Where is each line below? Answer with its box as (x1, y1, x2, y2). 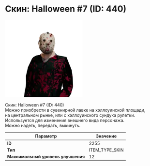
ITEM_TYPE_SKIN (89, 147, 124, 153)
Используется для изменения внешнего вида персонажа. (5, 117, 125, 123)
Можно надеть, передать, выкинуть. (5, 122, 81, 128)
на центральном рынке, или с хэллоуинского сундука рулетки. (5, 112, 135, 118)
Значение (96, 133, 117, 139)
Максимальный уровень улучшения (7, 154, 85, 160)
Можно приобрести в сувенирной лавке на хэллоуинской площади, (5, 107, 146, 113)
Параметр (35, 133, 57, 139)
